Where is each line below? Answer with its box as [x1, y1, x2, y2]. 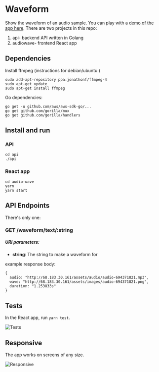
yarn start [5, 188, 28, 193]
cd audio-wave [5, 179, 35, 184]
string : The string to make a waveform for [12, 252, 98, 258]
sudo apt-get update [5, 81, 48, 86]
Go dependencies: [5, 94, 43, 100]
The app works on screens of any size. [5, 352, 84, 358]
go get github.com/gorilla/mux [5, 108, 70, 113]
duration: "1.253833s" [9, 284, 56, 289]
